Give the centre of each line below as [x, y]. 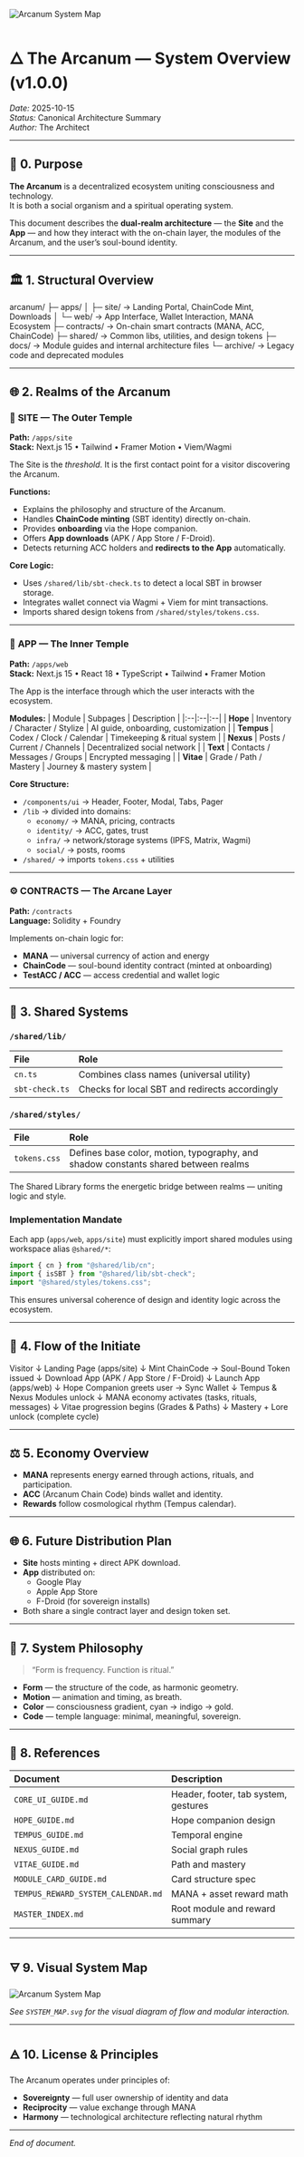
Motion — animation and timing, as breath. [102, 1697]
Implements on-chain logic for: [66, 938]
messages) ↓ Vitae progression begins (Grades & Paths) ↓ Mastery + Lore [149, 1406]
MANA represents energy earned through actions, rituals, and [138, 1475]
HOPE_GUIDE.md [44, 1820]
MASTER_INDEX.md [49, 1914]
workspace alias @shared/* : [60, 1249]
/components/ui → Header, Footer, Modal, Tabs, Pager [123, 802]
